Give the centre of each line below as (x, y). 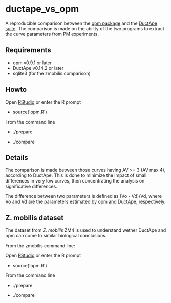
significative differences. (31, 186)
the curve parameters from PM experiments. (52, 34)
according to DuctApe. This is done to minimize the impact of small (76, 175)
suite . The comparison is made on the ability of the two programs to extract (85, 28)
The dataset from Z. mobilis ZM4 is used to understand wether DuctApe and (86, 230)
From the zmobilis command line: (40, 246)
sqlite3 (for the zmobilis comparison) (51, 73)
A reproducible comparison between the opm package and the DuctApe (81, 23)
